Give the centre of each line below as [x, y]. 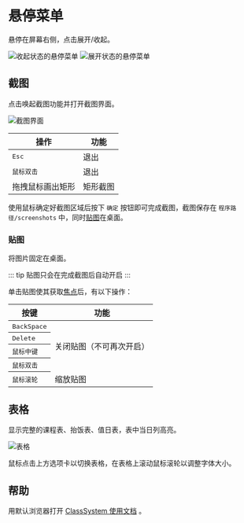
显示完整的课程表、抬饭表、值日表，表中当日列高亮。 [94, 430]
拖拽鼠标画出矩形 [44, 186]
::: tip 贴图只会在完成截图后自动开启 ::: [70, 275]
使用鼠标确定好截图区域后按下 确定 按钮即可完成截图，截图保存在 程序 [119, 207]
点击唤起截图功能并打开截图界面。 [63, 104]
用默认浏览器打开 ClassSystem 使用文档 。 [77, 511]
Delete [24, 339]
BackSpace [30, 327]
